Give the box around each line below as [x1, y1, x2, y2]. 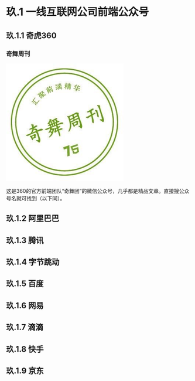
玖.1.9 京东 [6, 366, 44, 376]
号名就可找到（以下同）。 [6, 195, 66, 202]
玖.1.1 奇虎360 [6, 30, 57, 40]
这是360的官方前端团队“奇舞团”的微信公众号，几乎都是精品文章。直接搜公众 [6, 187, 190, 194]
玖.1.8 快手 [6, 344, 44, 354]
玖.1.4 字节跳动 [6, 257, 60, 267]
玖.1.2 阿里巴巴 [6, 213, 60, 223]
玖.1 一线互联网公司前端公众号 [6, 5, 149, 19]
